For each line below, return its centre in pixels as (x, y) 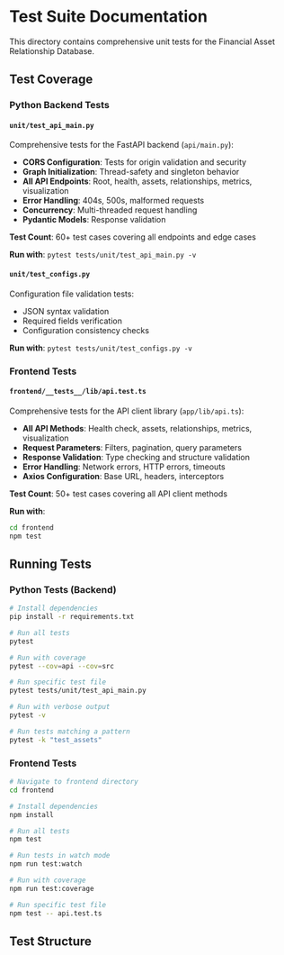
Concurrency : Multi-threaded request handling (110, 210)
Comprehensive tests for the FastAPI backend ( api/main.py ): (121, 145)
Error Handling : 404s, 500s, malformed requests (113, 201)
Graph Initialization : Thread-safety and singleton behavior (131, 172)
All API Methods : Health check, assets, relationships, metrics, (137, 428)
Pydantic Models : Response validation (94, 220)
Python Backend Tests (59, 105)
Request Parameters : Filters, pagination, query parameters (132, 447)
